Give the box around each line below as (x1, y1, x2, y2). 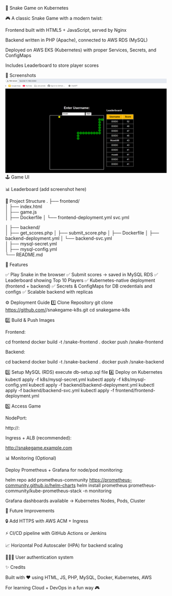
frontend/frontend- (115, 388, 156, 394)
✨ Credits (5, 564, 26, 570)
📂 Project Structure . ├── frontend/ (5, 198, 80, 204)
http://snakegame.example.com (5, 445, 73, 451)
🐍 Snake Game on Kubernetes (5, 5, 69, 11)
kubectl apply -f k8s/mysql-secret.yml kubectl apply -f (5, 376, 121, 382)
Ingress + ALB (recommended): (5, 435, 72, 441)
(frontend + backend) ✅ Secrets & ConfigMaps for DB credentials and (5, 283, 153, 290)
